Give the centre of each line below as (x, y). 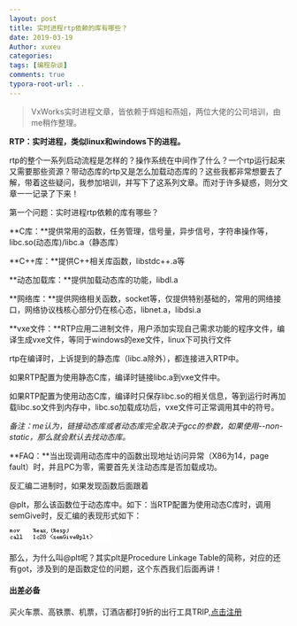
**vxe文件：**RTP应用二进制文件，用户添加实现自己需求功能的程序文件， (143, 328)
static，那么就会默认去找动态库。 (70, 437)
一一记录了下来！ (48, 193)
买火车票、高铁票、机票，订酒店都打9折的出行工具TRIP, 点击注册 (126, 612)
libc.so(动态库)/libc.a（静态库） (66, 242)
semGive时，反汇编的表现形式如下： (76, 515)
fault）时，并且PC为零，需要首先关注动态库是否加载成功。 (116, 467)
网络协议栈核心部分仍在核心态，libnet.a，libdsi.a (113, 309)
